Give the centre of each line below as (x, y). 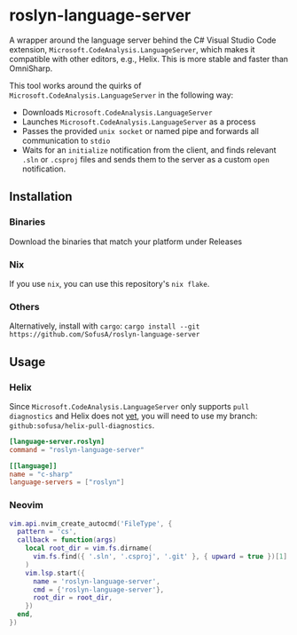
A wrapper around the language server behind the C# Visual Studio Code (143, 40)
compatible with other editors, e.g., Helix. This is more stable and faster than (149, 59)
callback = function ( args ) (67, 540)
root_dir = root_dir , (73, 598)
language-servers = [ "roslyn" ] (67, 482)
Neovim (27, 505)
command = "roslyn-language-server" (77, 449)
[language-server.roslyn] (57, 441)
